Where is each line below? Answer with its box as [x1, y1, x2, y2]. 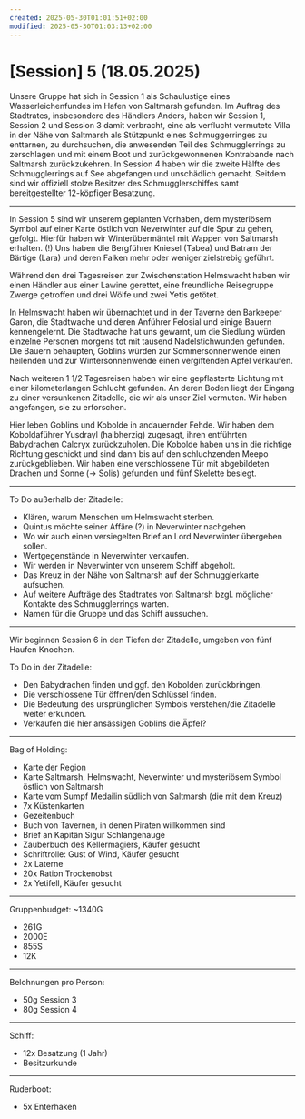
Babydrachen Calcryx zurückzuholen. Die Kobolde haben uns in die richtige [9, 439, 292, 450]
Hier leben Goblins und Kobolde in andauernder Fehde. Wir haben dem [9, 419, 275, 430]
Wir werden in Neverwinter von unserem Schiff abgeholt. [22, 560, 236, 571]
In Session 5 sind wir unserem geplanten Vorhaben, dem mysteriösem [9, 214, 271, 225]
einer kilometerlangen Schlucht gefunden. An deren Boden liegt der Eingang [9, 383, 295, 394]
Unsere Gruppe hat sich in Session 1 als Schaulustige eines [9, 91, 231, 102]
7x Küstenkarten [22, 801, 84, 812]
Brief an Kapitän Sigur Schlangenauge [22, 830, 166, 841]
